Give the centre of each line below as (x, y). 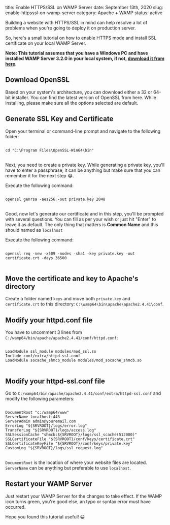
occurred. (15, 507)
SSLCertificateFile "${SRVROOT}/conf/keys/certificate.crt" (70, 439)
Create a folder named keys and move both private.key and (68, 299)
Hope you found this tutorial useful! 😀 (45, 517)
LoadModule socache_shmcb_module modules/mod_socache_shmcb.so (74, 360)
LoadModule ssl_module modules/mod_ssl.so (51, 352)
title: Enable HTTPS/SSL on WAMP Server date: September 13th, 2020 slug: (84, 7)
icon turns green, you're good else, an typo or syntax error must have (78, 501)
